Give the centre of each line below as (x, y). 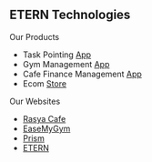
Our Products (35, 36)
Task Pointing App (57, 55)
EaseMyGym (46, 128)
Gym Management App (66, 64)
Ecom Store (44, 83)
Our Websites (35, 101)
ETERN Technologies (70, 15)
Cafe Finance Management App (82, 74)
